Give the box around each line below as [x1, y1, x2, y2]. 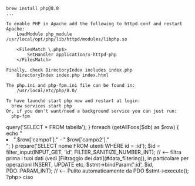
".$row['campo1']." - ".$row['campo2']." [14, 136, 110, 143]
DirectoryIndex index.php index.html [16, 72, 109, 78]
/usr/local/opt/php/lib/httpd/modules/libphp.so [6, 36, 127, 42]
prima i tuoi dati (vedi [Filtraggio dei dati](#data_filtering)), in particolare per [6, 155, 189, 161]
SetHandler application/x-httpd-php [27, 52, 117, 58]
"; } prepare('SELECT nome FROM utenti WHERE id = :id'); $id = [6, 143, 160, 149]
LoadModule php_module [16, 31, 72, 37]
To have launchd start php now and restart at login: [6, 98, 141, 104]
